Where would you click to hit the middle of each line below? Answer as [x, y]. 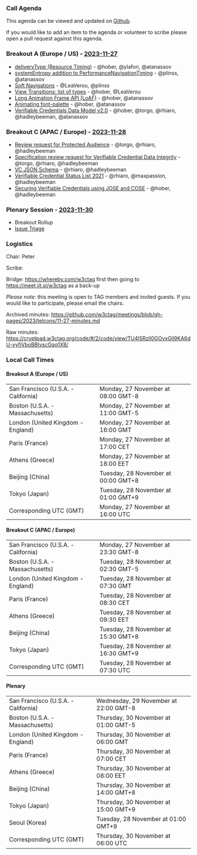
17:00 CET [115, 446]
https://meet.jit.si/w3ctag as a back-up [53, 285]
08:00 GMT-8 [119, 396]
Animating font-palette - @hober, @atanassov [70, 104]
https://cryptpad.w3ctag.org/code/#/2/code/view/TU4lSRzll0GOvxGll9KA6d [98, 338]
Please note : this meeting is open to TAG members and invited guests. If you [98, 297]
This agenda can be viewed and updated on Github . [69, 21]
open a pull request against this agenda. [55, 39]
